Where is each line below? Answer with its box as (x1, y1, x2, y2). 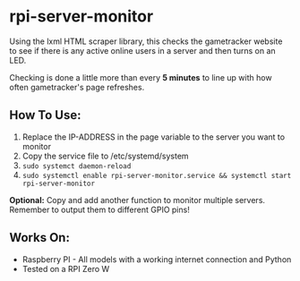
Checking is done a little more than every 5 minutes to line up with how (9, 72, 272, 82)
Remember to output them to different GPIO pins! (9, 204, 190, 215)
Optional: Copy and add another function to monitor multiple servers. (9, 194, 266, 205)
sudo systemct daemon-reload (21, 161, 132, 171)
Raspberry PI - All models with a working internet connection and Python (21, 253, 292, 265)
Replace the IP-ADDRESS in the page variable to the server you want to (21, 132, 285, 142)
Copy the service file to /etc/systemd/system (21, 150, 190, 161)
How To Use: (9, 107, 81, 123)
